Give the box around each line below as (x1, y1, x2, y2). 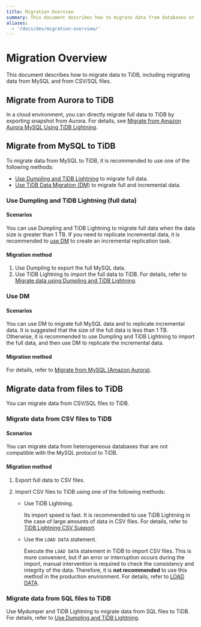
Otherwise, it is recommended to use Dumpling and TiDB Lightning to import (6, 333, 195, 340)
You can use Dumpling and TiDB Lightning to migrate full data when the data (6, 224, 196, 232)
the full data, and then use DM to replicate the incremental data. (6, 340, 164, 347)
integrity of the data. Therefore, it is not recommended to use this (23, 566, 187, 574)
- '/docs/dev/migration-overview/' (11, 25, 101, 32)
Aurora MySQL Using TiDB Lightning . (6, 124, 98, 131)
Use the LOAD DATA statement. (23, 535, 97, 543)
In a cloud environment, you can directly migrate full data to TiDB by (6, 111, 175, 118)
